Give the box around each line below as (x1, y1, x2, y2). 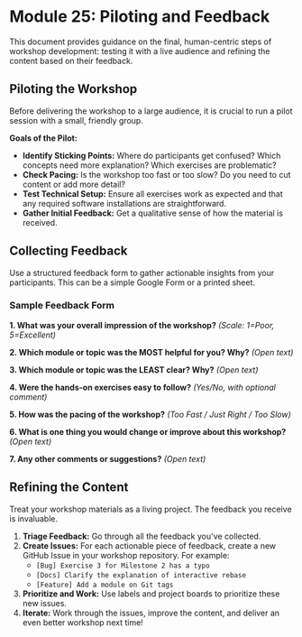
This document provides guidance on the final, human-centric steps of (9, 36, 272, 47)
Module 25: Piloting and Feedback (9, 6, 270, 27)
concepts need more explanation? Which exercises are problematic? (22, 160, 277, 171)
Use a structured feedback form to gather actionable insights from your (9, 267, 275, 278)
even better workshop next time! (22, 616, 144, 628)
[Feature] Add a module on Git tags (35, 580, 174, 589)
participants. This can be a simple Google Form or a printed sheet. (9, 277, 255, 288)
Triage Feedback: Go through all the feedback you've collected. (22, 531, 261, 541)
